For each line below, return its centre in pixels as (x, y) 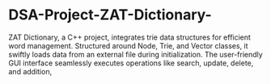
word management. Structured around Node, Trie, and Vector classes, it (128, 45)
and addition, (30, 71)
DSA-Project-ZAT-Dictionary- (110, 15)
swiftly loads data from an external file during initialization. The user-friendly (135, 54)
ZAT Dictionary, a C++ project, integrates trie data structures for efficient (129, 37)
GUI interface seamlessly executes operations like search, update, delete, (131, 63)
